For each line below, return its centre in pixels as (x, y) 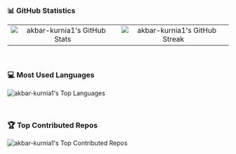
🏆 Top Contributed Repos (53, 125)
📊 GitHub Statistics (41, 10)
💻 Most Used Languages (51, 75)
